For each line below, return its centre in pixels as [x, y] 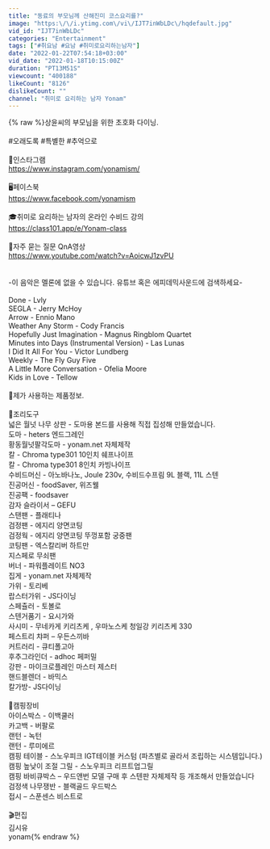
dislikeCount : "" [37, 91]
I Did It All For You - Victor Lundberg [69, 351]
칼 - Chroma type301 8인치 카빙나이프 [70, 464]
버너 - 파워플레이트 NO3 [47, 565]
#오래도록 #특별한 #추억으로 [53, 141]
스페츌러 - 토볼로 [35, 606]
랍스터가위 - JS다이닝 [42, 596]
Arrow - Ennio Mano [42, 317]
